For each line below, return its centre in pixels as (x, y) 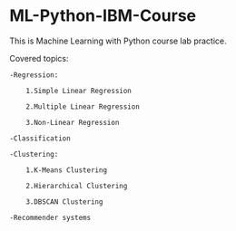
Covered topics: (39, 58)
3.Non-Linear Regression (73, 122)
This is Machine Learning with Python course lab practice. (118, 41)
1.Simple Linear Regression (79, 91)
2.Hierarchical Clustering (77, 186)
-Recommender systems (50, 217)
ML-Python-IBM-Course (103, 16)
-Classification (40, 138)
